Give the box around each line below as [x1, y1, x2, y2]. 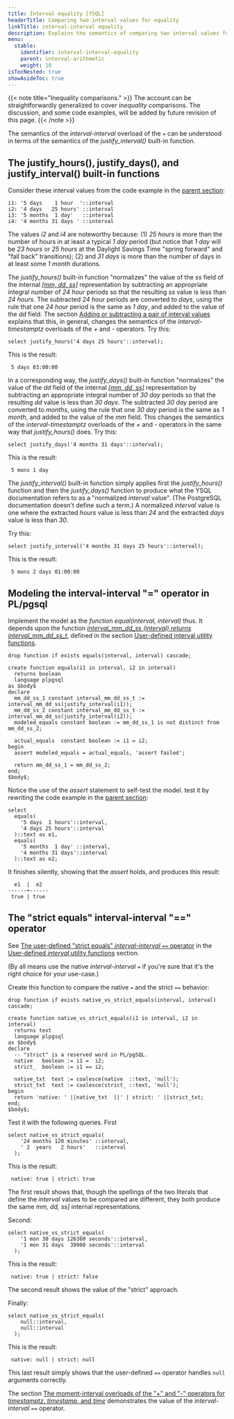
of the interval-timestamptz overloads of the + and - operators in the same [8, 420, 222, 429]
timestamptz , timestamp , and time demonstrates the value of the [8, 1396, 194, 1404]
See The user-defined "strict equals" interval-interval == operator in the [8, 941, 212, 949]
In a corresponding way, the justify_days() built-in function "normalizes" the [8, 376, 224, 384]
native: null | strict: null [10, 1356, 96, 1363]
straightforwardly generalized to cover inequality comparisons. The [8, 101, 201, 110]
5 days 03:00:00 [10, 364, 58, 371]
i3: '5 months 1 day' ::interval [8, 212, 114, 219]
